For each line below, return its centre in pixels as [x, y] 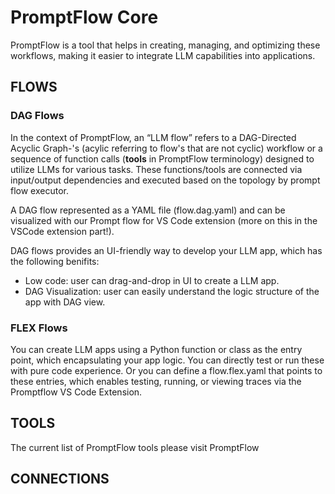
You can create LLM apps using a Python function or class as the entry [156, 349]
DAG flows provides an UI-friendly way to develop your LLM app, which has [166, 250]
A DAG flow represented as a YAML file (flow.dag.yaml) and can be [148, 210]
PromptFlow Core [84, 17]
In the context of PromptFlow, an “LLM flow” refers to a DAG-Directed [153, 137]
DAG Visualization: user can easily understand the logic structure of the [172, 291]
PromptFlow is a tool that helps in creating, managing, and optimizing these [165, 45]
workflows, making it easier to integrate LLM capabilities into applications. [163, 55]
